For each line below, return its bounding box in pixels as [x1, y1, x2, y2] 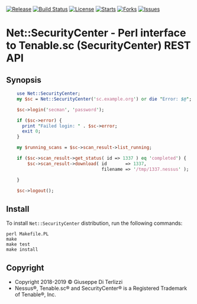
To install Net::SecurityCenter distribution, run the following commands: [6, 219, 183, 227]
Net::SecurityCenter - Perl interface [6, 27, 186, 40]
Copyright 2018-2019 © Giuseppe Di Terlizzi [14, 279, 123, 285]
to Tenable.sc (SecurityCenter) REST [6, 39, 191, 53]
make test [6, 241, 31, 248]
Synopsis [6, 75, 41, 85]
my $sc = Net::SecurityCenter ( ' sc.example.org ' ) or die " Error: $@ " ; [17, 96, 192, 102]
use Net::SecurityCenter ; [17, 90, 81, 96]
